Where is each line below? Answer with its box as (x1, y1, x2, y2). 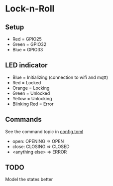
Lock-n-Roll (5, 3, 55, 14)
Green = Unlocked (12, 90, 50, 96)
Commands (5, 115, 42, 124)
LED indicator (5, 61, 48, 70)
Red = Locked (12, 79, 41, 85)
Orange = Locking (12, 85, 50, 91)
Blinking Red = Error (12, 101, 54, 107)
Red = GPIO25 (12, 36, 42, 42)
